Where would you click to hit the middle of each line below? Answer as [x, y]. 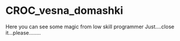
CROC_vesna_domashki [64, 11]
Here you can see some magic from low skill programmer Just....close [90, 27]
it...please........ [23, 32]
